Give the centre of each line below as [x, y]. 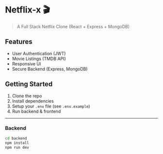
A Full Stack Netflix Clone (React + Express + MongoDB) [73, 26]
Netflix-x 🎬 [27, 10]
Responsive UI [26, 63]
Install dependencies [33, 101]
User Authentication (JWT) [39, 53]
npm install [17, 143]
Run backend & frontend [36, 111]
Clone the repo [27, 96]
